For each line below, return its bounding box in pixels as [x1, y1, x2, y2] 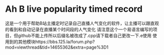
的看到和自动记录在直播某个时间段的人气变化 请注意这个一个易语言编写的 [5, 26, 153, 32]
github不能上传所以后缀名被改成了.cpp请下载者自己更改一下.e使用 [18, 32, 152, 38]
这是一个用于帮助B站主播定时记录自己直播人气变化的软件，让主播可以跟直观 [5, 20, 159, 26]
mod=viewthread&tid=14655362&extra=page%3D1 [5, 44, 109, 50]
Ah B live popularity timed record [5, 3, 143, 15]
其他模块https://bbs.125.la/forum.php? [18, 38, 95, 45]
